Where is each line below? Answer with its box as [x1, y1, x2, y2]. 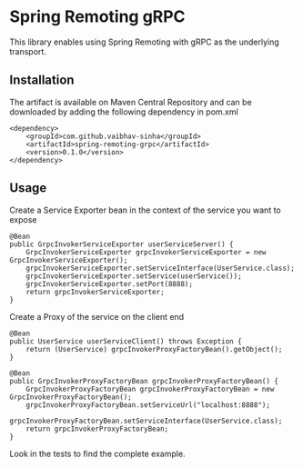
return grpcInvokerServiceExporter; [25, 287, 166, 296]
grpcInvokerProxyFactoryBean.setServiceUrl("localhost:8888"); [25, 400, 271, 410]
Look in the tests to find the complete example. [9, 448, 186, 459]
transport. [9, 45, 47, 56]
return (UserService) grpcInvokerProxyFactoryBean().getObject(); [25, 344, 283, 353]
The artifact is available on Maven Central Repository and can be [9, 96, 252, 107]
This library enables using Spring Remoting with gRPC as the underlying [9, 36, 279, 47]
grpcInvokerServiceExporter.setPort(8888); [25, 279, 194, 288]
